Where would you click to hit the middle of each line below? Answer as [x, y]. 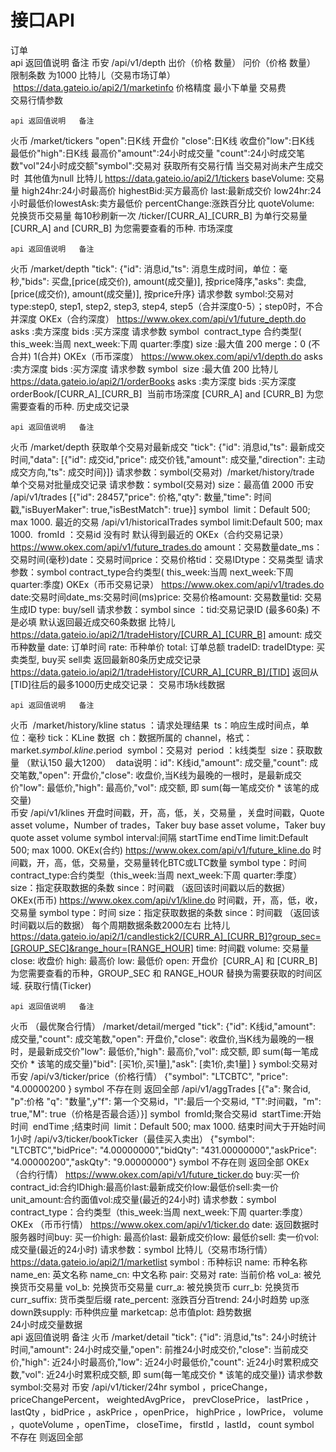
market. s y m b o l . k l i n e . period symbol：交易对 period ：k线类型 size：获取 [162, 750]
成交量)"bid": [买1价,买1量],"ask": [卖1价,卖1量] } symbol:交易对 [190, 1063]
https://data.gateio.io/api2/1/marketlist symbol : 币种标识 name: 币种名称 [159, 1262]
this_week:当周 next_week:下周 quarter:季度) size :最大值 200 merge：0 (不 [165, 343]
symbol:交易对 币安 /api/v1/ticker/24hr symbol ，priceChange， [141, 1387]
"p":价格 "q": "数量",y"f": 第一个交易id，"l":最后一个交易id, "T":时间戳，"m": [166, 1101]
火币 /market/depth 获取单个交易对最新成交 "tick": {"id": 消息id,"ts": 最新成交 [168, 447]
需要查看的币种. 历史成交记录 [70, 406]
